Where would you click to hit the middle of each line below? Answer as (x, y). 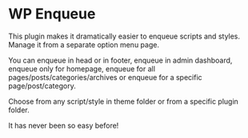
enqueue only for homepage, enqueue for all (82, 68)
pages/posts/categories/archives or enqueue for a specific (105, 77)
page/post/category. (42, 86)
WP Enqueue (52, 14)
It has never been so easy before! (64, 125)
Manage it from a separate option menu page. (84, 44)
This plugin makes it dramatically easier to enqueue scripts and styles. (124, 36)
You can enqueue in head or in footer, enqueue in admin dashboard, (120, 60)
